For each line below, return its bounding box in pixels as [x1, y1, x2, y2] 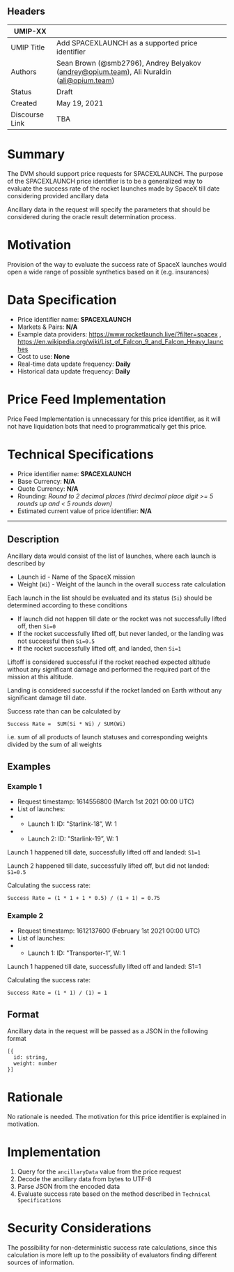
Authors [10, 66, 37, 76]
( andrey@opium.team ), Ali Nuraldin [56, 66, 172, 76]
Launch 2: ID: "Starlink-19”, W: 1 [27, 834, 118, 843]
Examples [7, 760, 51, 772]
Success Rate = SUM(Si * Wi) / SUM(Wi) [7, 720, 127, 728]
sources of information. [7, 1258, 75, 1266]
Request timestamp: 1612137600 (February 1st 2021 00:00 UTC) [17, 926, 201, 935]
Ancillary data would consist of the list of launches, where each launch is [7, 552, 217, 561]
